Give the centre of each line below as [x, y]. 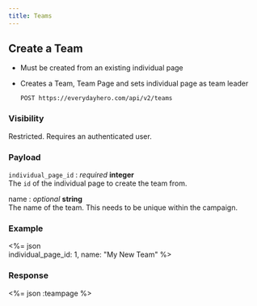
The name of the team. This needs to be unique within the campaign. [123, 207]
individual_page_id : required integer [72, 175]
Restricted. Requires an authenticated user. [80, 136]
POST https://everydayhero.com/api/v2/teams [96, 99]
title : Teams [30, 16]
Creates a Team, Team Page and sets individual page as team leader [134, 84]
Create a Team [46, 49]
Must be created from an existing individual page [101, 68]
